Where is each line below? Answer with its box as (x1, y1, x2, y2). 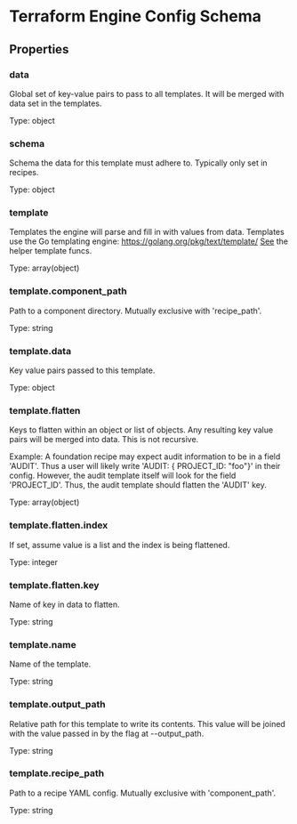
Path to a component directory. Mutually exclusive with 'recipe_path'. (9, 305, 262, 316)
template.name (9, 638, 77, 650)
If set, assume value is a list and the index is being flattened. (9, 539, 230, 550)
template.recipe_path (9, 767, 105, 780)
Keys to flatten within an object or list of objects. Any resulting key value (9, 424, 274, 435)
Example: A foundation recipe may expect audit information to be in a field (9, 451, 281, 462)
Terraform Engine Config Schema (9, 6, 262, 27)
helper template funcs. (9, 246, 92, 256)
